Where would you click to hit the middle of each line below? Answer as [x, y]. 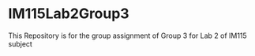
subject [21, 43]
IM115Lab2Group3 [69, 14]
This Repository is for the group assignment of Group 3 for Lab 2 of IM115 [127, 35]
